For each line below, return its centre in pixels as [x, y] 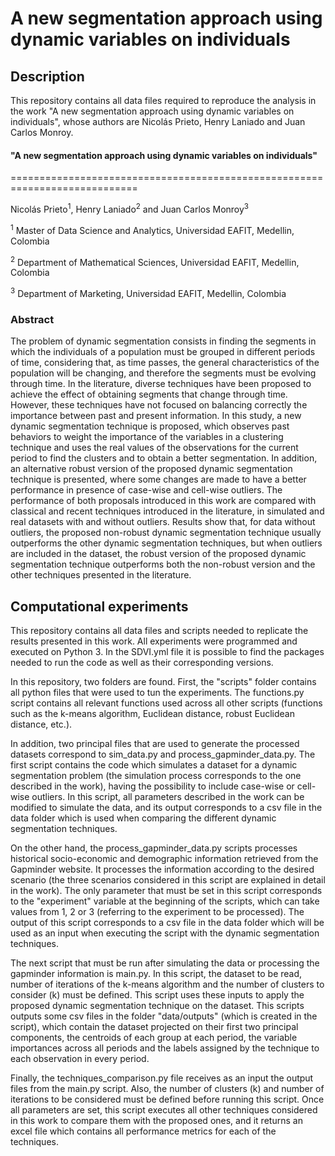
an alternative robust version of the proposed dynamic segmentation [151, 469]
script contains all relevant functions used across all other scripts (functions [166, 703]
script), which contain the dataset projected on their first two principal [154, 1026]
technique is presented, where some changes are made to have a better [158, 479]
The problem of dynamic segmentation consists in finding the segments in [163, 341]
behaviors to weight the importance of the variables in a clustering [147, 437]
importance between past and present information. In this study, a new [156, 416]
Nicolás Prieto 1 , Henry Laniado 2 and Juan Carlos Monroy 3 [130, 208]
